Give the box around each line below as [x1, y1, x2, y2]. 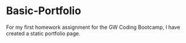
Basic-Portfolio [6, 4, 82, 18]
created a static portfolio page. [6, 29, 81, 37]
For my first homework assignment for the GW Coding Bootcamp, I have [6, 24, 181, 31]
